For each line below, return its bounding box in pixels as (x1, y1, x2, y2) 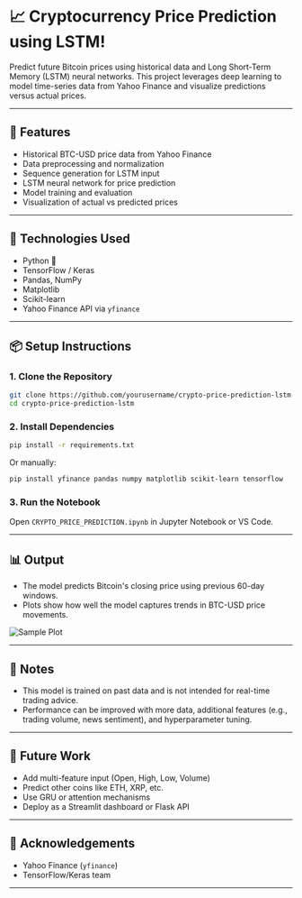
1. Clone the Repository (9, 370, 112, 382)
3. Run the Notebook (9, 496, 101, 509)
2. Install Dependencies (9, 420, 115, 433)
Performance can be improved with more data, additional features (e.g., (22, 704, 288, 715)
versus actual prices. (9, 90, 87, 101)
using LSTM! (9, 32, 106, 52)
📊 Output (9, 552, 65, 567)
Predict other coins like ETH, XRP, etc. (22, 782, 164, 793)
